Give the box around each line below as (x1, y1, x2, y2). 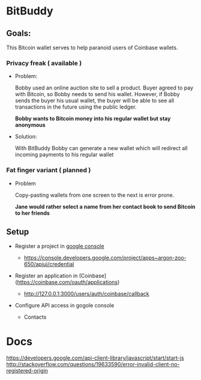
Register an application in (14, 272, 78, 280)
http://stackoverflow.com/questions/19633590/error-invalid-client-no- (6, 361, 180, 368)
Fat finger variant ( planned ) (6, 166, 91, 175)
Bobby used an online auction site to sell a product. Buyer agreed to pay (14, 84, 194, 91)
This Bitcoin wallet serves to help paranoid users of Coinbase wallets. (6, 44, 178, 51)
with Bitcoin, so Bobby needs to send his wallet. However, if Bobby (14, 91, 180, 98)
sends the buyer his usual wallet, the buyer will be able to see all (14, 97, 175, 104)
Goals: (6, 28, 31, 38)
